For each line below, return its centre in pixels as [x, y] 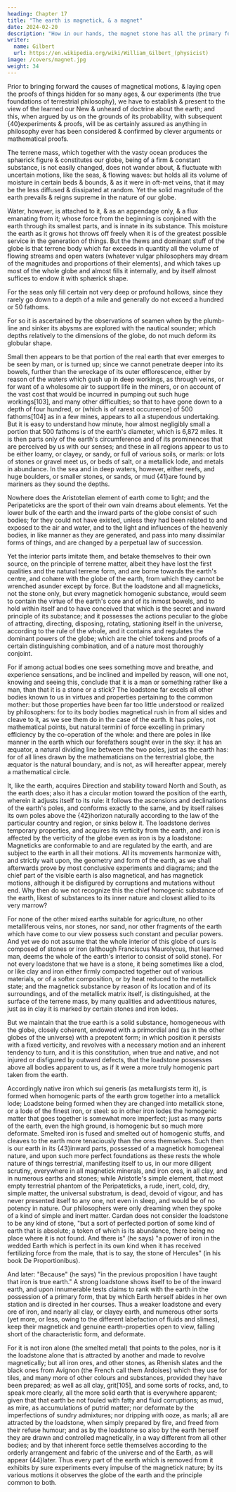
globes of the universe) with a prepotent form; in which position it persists [114, 1037]
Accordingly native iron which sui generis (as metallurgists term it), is [107, 1088]
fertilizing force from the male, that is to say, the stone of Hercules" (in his [114, 1253]
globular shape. [30, 343]
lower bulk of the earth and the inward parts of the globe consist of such [112, 512]
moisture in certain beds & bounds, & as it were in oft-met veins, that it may [116, 182]
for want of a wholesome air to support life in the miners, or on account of [114, 386]
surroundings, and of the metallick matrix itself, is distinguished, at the [109, 993]
